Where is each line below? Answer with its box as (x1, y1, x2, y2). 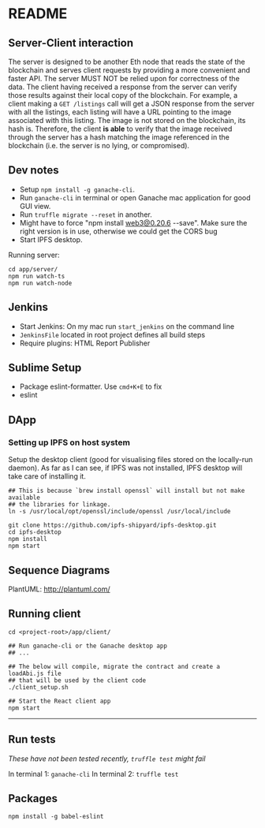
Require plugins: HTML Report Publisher (19, 338, 151, 348)
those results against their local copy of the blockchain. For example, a (8, 91, 238, 99)
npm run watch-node (8, 279, 73, 287)
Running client (8, 607, 81, 621)
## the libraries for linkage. (8, 501, 111, 509)
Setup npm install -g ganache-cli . (19, 185, 136, 194)
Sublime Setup (8, 361, 82, 375)
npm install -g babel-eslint (8, 813, 104, 821)
